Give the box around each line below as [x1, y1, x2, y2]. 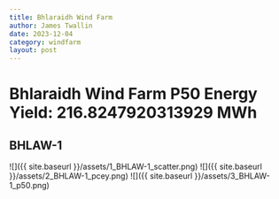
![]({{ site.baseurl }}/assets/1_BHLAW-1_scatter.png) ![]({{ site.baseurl [9, 161, 263, 172]
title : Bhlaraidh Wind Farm [9, 12, 113, 22]
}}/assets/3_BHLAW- [194, 171, 270, 181]
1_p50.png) [9, 180, 50, 191]
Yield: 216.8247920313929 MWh [9, 103, 258, 123]
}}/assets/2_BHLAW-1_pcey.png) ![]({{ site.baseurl [9, 171, 193, 181]
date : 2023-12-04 [9, 29, 74, 38]
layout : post [9, 46, 58, 55]
